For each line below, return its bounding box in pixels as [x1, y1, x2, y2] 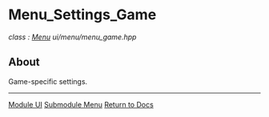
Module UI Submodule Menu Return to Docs [8, 99, 154, 109]
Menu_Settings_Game [8, 6, 157, 24]
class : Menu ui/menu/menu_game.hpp [8, 32, 137, 42]
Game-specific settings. [8, 76, 88, 86]
